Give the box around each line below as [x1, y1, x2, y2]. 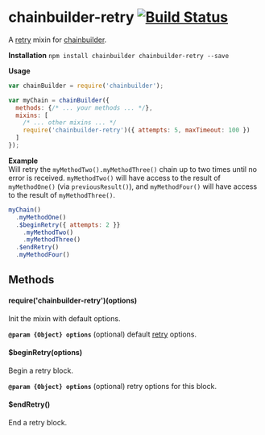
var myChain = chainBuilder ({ [8, 96, 110, 104]
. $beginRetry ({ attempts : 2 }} [15, 220, 121, 229]
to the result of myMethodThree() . [8, 190, 115, 199]
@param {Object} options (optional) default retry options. [8, 329, 197, 339]
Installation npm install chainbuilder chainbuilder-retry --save [8, 50, 230, 60]
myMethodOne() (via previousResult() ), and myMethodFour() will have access [8, 182, 258, 191]
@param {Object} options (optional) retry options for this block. [8, 381, 217, 391]
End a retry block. [8, 418, 68, 428]
